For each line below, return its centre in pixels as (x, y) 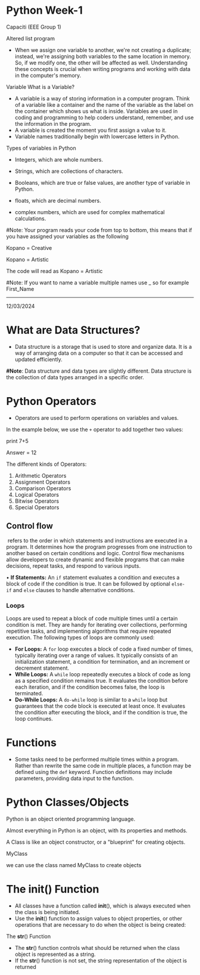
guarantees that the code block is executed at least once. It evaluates (100, 706)
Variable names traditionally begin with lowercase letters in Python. (97, 136)
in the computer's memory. (48, 75)
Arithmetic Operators (40, 475)
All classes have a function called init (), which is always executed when (103, 906)
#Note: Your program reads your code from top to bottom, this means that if (99, 230)
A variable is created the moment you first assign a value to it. (90, 130)
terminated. (29, 693)
